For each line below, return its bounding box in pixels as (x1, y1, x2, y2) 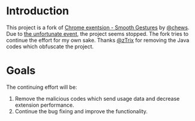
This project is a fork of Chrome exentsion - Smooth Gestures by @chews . (6, 24, 190, 31)
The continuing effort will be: (6, 83, 78, 91)
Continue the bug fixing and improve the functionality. (14, 107, 148, 114)
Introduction (6, 4, 69, 18)
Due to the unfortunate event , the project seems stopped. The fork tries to (6, 30, 189, 37)
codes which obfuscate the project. (6, 43, 94, 50)
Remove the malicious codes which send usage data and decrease (14, 95, 180, 102)
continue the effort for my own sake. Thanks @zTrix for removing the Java (6, 36, 190, 44)
